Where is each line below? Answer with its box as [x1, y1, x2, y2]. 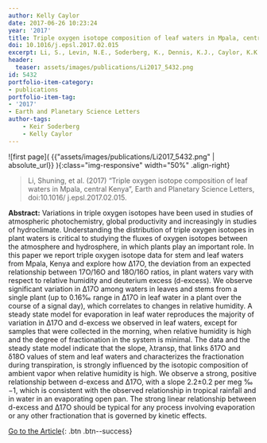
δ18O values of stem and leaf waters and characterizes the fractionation [8, 352, 245, 361]
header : [8, 56, 34, 64]
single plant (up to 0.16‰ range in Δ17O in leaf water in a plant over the [8, 292, 242, 302]
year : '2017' [8, 26, 52, 34]
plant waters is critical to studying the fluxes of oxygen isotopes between [8, 233, 248, 243]
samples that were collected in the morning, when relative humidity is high [8, 326, 252, 336]
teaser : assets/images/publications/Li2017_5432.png [15, 64, 194, 72]
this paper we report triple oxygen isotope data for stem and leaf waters [8, 250, 244, 259]
